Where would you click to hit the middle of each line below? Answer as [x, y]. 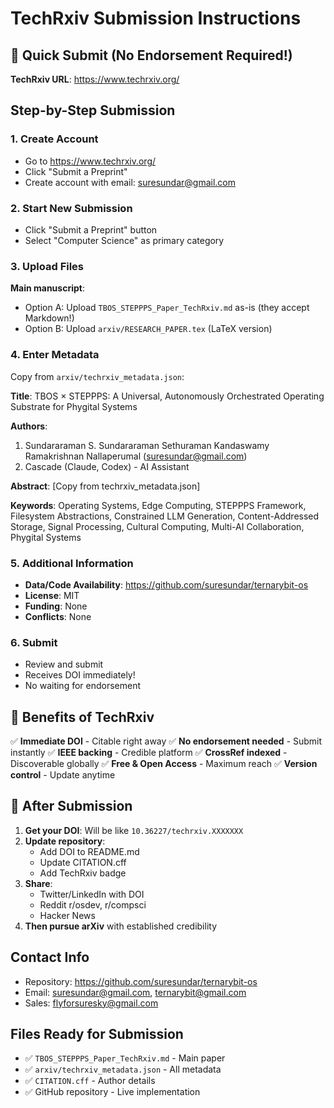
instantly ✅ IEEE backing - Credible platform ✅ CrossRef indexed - [149, 752]
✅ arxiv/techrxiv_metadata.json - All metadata [123, 1069]
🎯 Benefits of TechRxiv [82, 717]
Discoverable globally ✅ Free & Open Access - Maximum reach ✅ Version [164, 763]
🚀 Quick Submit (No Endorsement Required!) [151, 55]
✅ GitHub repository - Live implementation [112, 1092]
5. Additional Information [72, 563]
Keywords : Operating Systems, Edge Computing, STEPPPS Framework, [158, 505]
